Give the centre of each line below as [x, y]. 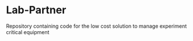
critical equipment [28, 32]
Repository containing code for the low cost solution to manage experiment [96, 26]
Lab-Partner [36, 10]
